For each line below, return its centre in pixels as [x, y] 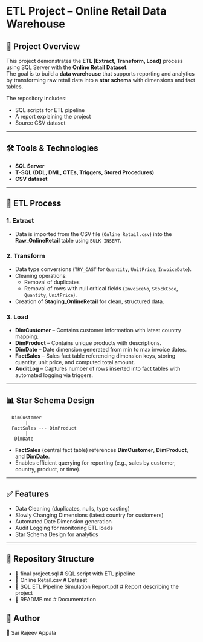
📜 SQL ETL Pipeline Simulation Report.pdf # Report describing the [97, 586]
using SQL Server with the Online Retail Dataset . [67, 67]
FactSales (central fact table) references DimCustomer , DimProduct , [101, 450]
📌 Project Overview [43, 46]
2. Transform [26, 256]
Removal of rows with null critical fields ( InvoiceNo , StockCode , [101, 288]
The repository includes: [37, 98]
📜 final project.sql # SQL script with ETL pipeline [75, 574]
